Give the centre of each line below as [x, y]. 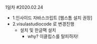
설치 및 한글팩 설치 [38, 30]
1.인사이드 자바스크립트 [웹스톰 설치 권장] [52, 18]
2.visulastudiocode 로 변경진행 [43, 24]
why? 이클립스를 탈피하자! [53, 36]
